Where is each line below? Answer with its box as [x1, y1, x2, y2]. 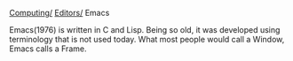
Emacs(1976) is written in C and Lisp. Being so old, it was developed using [9, 25, 281, 34]
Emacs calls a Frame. [9, 43, 87, 54]
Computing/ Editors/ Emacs [9, 8, 110, 18]
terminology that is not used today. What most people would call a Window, [9, 34, 285, 44]
